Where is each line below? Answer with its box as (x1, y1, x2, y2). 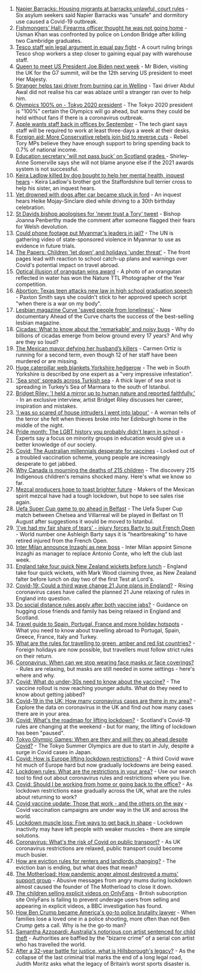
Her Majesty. (15, 75, 47, 83)
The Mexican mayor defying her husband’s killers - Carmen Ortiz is (15, 345, 182, 352)
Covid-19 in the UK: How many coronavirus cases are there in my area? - (15, 697, 197, 705)
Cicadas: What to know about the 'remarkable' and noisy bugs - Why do (15, 326, 195, 332)
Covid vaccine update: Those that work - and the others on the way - (15, 800, 188, 807)
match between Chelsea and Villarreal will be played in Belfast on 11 (15, 512, 183, 518)
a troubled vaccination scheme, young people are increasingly (15, 454, 170, 461)
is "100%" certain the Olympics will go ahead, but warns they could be (15, 108, 191, 115)
